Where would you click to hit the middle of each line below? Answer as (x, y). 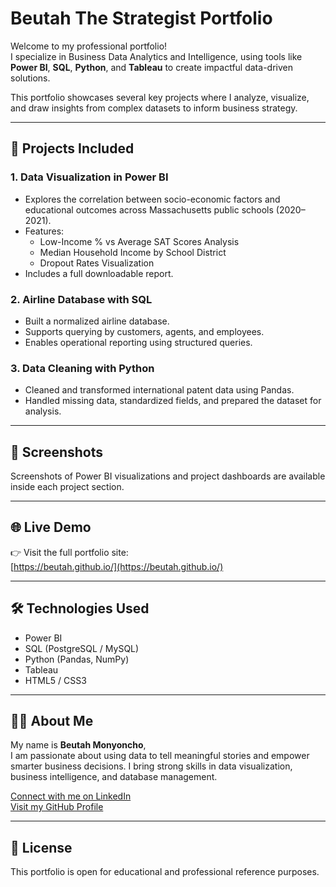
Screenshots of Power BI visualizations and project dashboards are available (168, 476)
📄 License (41, 847)
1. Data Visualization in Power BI (89, 177)
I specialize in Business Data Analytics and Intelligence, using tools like (156, 56)
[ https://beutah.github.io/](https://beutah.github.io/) (117, 566)
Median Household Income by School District (133, 252)
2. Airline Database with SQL (81, 299)
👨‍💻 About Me (52, 721)
